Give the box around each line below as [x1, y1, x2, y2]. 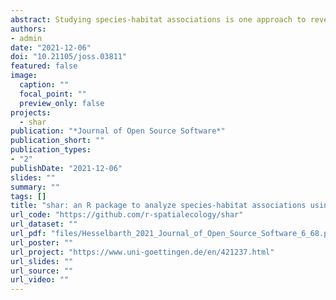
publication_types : [10, 145, 92, 155]
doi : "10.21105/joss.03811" [10, 52, 128, 62]
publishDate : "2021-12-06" [10, 163, 123, 173]
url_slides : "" [10, 256, 74, 266]
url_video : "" [10, 275, 70, 285]
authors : [10, 24, 47, 34]
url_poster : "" [10, 237, 74, 248]
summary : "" [10, 182, 60, 192]
